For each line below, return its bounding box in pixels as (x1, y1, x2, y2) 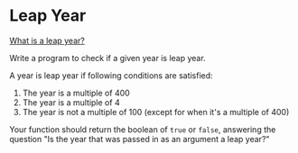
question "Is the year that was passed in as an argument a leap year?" (9, 133, 270, 144)
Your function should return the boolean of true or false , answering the (9, 123, 276, 135)
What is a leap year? (9, 35, 86, 46)
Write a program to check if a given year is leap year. (9, 52, 206, 63)
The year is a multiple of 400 (22, 87, 131, 98)
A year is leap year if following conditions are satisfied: (9, 69, 214, 81)
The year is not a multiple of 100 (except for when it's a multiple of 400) (22, 106, 290, 117)
